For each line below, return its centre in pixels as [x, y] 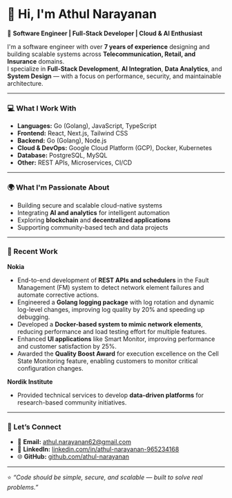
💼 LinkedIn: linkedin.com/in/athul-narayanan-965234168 [98, 450]
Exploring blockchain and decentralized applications [94, 220]
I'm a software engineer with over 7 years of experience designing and [108, 46]
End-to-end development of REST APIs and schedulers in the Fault [113, 280]
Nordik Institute [30, 381]
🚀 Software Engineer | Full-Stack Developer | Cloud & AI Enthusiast [105, 33]
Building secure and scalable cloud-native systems [89, 205]
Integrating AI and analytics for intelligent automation [94, 212]
